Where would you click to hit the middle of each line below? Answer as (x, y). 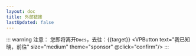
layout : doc (21, 11)
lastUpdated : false (30, 22)
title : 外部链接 (24, 17)
